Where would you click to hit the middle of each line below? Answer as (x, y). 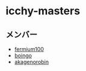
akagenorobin (32, 62)
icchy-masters (43, 11)
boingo (23, 55)
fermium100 (29, 49)
